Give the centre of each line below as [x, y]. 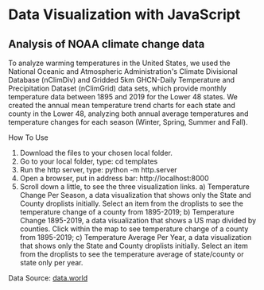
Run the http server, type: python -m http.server [98, 170]
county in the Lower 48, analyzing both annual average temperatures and [128, 114]
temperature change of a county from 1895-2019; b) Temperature [127, 212]
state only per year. [51, 263]
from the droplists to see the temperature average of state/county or [132, 254]
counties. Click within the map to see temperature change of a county [134, 229]
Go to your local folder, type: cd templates [89, 161]
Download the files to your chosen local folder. [96, 153]
